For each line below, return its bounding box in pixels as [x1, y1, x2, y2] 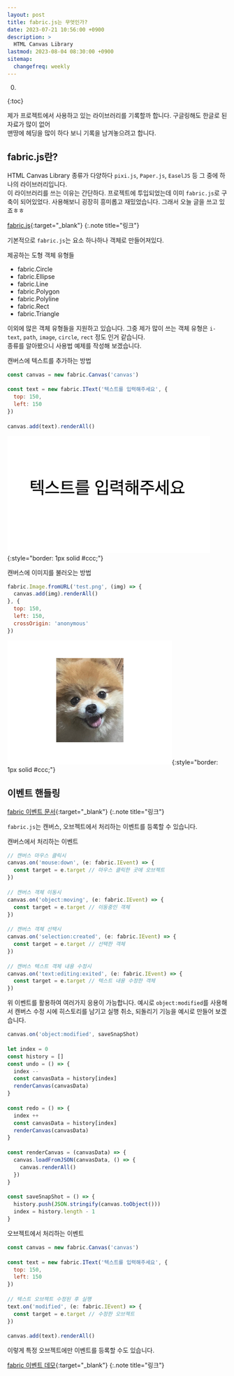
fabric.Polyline [17, 294, 59, 303]
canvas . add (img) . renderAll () [13, 591, 98, 598]
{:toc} [7, 97, 24, 105]
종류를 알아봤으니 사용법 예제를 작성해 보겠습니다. [7, 341, 142, 350]
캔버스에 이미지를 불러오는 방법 [7, 568, 92, 577]
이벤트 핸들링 [7, 787, 61, 799]
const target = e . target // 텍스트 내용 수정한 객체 [13, 977, 156, 984]
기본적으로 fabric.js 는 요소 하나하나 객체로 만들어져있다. [7, 235, 164, 245]
